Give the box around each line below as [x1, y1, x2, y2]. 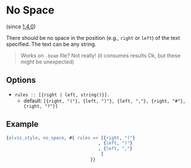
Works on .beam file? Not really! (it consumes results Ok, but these [20, 52, 181, 59]
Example [6, 119, 39, 129]
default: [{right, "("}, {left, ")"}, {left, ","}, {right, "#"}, [23, 97, 186, 104]
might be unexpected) [20, 58, 75, 65]
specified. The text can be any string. [6, 41, 97, 48]
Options [6, 75, 36, 85]
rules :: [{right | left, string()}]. [14, 92, 110, 98]
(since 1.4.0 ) [6, 23, 36, 30]
